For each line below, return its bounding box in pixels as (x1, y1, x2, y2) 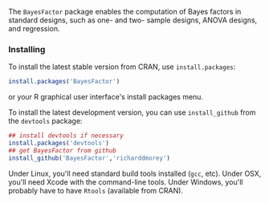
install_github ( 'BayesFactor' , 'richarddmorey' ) (8, 154, 171, 162)
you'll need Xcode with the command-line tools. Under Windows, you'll (8, 177, 243, 187)
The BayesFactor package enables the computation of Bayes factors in (8, 7, 242, 16)
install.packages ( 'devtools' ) (8, 140, 110, 148)
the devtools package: (8, 116, 83, 126)
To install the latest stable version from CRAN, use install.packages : (8, 62, 236, 71)
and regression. (8, 24, 60, 33)
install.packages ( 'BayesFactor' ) (8, 78, 120, 86)
